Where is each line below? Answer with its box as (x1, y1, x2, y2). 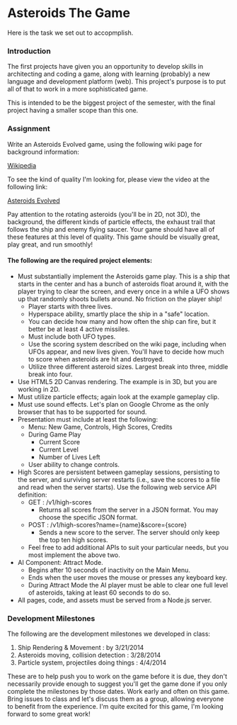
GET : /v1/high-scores (28, 498, 92, 506)
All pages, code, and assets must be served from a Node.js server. (17, 595, 212, 604)
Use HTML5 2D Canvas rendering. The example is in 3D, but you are (17, 377, 217, 386)
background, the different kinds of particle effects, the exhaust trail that (7, 218, 216, 226)
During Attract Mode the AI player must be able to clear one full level (28, 580, 229, 589)
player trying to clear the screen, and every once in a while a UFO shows (17, 287, 230, 296)
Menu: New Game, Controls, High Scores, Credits (28, 422, 173, 431)
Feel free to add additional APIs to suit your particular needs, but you (28, 543, 229, 551)
